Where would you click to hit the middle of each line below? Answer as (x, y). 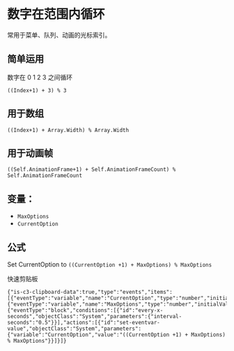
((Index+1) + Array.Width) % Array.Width (68, 130)
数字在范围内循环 (56, 14)
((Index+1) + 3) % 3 (37, 90)
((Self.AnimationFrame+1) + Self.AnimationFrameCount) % (92, 170)
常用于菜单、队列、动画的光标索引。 (59, 35)
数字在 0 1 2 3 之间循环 (40, 77)
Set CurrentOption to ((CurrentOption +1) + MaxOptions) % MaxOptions (110, 264)
